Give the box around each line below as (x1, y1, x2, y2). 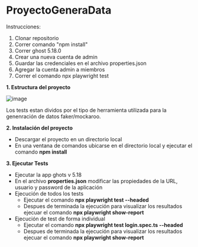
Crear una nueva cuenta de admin (14, 53, 98, 60)
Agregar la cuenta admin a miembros (14, 66, 105, 73)
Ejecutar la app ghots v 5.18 (14, 171, 82, 178)
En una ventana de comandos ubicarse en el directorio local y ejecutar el (14, 142, 193, 149)
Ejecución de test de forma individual (14, 215, 105, 222)
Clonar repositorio (14, 34, 59, 41)
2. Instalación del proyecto (6, 124, 73, 131)
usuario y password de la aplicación (14, 184, 103, 191)
